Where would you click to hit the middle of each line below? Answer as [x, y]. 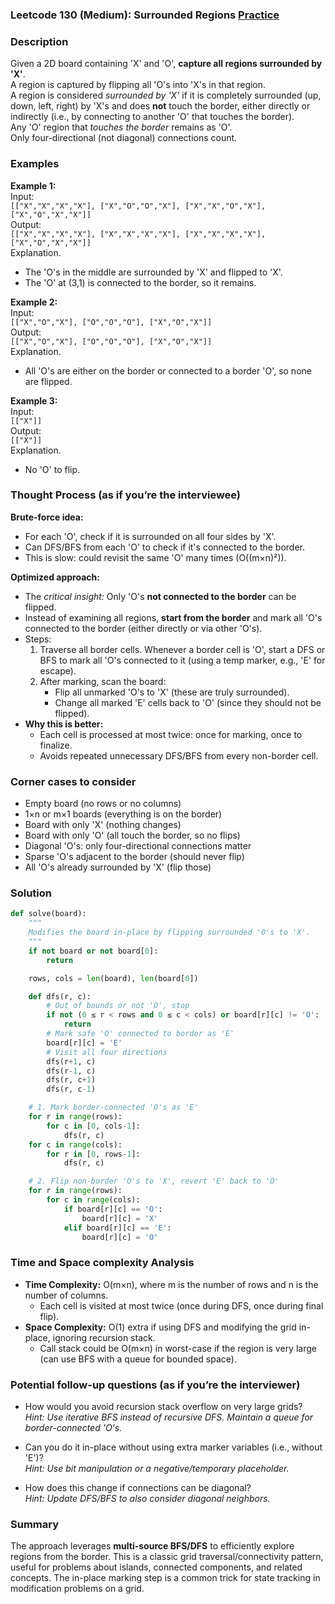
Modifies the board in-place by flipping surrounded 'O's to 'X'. [169, 933]
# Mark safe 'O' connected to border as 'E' [140, 1034]
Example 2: [34, 302]
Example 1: [33, 185]
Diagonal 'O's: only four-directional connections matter [138, 846]
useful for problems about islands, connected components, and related [156, 1567]
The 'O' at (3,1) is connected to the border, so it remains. [140, 282]
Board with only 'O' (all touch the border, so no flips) [132, 835]
